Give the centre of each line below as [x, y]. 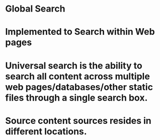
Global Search [35, 9]
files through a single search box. [76, 97]
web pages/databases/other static [79, 87]
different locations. [46, 131]
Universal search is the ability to [74, 65]
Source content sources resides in [78, 121]
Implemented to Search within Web [80, 32]
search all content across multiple [77, 76]
